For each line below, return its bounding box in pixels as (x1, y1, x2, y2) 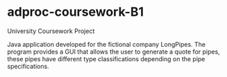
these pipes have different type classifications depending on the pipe (7, 54, 205, 63)
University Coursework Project (7, 27, 95, 35)
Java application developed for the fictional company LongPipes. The (7, 40, 206, 48)
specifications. (7, 62, 50, 70)
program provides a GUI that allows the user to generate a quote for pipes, (7, 47, 220, 56)
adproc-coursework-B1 (7, 4, 144, 20)
